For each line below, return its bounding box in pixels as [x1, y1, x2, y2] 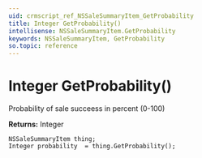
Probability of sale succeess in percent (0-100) [8, 104, 165, 113]
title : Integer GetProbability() [8, 19, 122, 28]
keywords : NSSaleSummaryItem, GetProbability [8, 34, 165, 43]
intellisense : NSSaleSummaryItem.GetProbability [8, 27, 176, 35]
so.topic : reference [8, 42, 79, 50]
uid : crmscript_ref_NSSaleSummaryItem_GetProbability [8, 11, 195, 20]
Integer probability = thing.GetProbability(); [8, 143, 176, 151]
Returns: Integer [8, 119, 64, 130]
